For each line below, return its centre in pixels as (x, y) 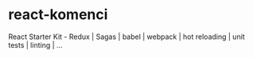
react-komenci (58, 15)
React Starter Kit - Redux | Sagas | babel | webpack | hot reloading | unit (127, 37)
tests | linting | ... (35, 44)
